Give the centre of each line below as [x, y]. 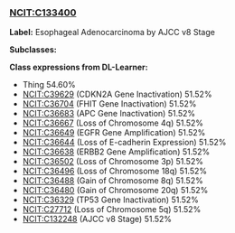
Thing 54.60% [49, 85]
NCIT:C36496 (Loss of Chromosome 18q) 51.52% [115, 171]
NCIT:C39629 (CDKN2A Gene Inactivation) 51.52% [117, 94]
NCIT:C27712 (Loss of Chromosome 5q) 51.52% [112, 210]
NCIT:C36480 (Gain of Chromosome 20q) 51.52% [115, 191]
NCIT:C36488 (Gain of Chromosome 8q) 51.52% [113, 181]
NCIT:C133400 [43, 13]
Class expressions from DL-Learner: [79, 67]
